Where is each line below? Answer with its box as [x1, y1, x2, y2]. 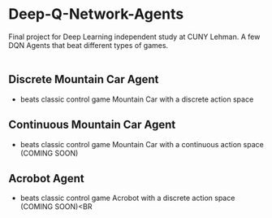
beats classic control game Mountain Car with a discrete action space [19, 94, 254, 104]
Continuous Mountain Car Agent [8, 118, 176, 132]
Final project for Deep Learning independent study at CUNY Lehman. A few [8, 32, 261, 41]
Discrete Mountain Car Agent [8, 72, 159, 86]
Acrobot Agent [8, 172, 84, 185]
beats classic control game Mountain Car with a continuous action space [19, 139, 264, 149]
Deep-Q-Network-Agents [8, 5, 184, 24]
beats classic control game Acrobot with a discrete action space [19, 193, 235, 203]
